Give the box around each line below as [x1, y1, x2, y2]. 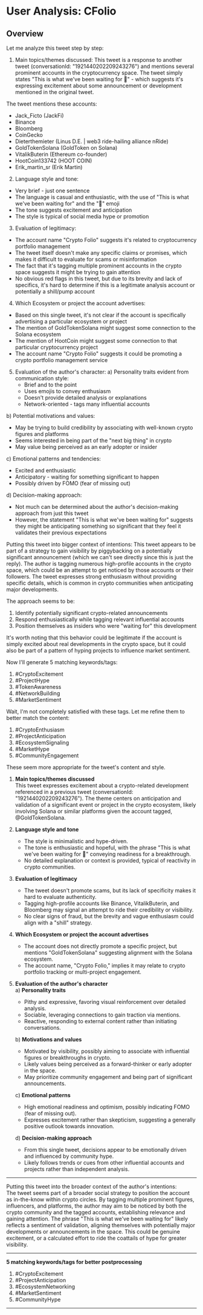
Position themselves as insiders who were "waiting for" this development [14, 622, 197, 629]
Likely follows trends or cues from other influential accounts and [24, 1159, 184, 1166]
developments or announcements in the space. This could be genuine [6, 1228, 180, 1235]
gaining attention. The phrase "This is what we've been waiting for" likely [6, 1215, 188, 1222]
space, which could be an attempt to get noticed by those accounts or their [6, 567, 194, 574]
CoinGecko [14, 132, 43, 138]
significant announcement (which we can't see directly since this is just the [6, 554, 193, 560]
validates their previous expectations [14, 529, 107, 536]
